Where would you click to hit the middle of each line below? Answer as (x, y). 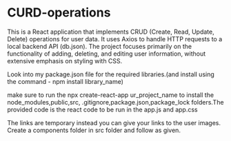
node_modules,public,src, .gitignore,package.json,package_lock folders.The (115, 102)
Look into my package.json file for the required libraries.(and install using (111, 74)
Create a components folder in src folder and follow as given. (94, 130)
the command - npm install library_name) (66, 81)
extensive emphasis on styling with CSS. (65, 61)
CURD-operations (59, 13)
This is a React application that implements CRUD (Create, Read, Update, (111, 32)
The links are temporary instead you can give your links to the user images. (114, 122)
